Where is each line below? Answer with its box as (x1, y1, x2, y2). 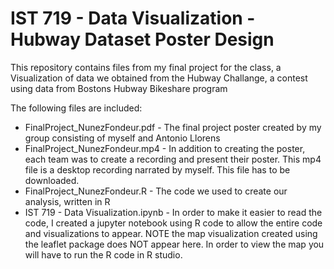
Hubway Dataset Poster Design (10, 28, 275, 51)
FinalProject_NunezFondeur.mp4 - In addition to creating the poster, (24, 142, 306, 154)
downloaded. (24, 174, 80, 186)
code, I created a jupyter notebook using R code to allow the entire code (24, 217, 323, 229)
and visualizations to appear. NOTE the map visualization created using (24, 227, 318, 239)
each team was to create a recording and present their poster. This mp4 (24, 153, 322, 165)
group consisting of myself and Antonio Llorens (24, 132, 221, 144)
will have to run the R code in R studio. (24, 248, 183, 261)
